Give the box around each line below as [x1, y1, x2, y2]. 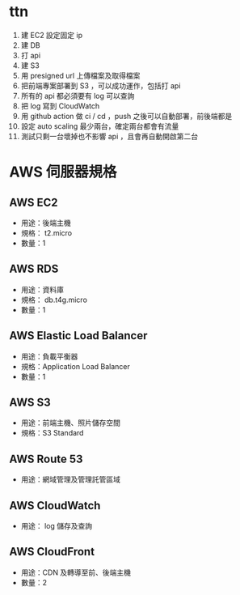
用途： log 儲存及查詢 [20, 521, 93, 530]
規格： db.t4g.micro [20, 295, 88, 304]
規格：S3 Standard [20, 428, 84, 438]
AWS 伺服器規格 [9, 163, 117, 181]
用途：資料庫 [20, 284, 64, 294]
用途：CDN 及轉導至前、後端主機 [20, 567, 132, 577]
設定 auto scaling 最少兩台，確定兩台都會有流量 [20, 121, 179, 131]
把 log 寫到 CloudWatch [20, 100, 100, 111]
